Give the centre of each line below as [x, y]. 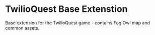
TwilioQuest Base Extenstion [66, 9]
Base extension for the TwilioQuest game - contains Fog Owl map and [77, 23]
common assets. [22, 28]
